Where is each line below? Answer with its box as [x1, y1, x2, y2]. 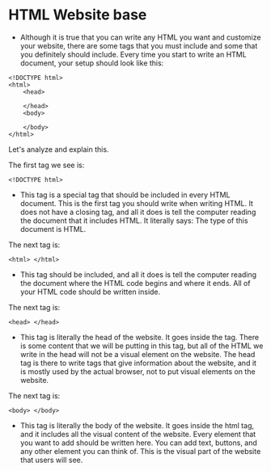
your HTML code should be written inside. [19, 287, 161, 296]
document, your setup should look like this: [19, 58, 164, 68]
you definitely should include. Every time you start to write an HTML [19, 49, 247, 59]
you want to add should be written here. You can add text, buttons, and [19, 438, 257, 448]
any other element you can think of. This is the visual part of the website [19, 446, 261, 456]
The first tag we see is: [8, 160, 85, 170]
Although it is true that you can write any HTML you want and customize [19, 32, 261, 42]
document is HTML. [19, 224, 87, 233]
